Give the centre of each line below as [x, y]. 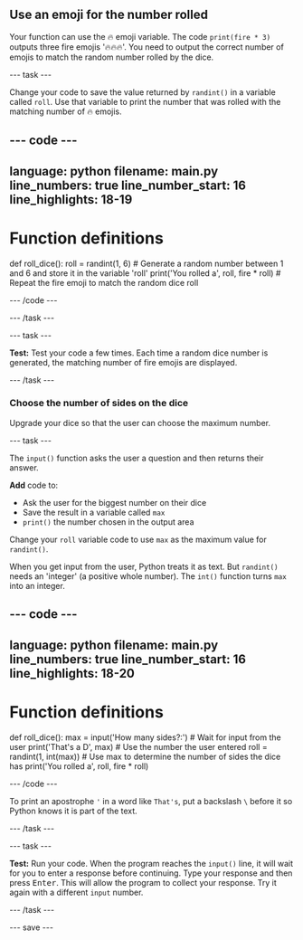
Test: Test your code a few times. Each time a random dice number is [139, 353]
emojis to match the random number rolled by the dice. [112, 57]
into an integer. [37, 585]
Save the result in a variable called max [94, 512]
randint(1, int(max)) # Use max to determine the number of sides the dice [145, 756]
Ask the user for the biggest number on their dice [114, 502]
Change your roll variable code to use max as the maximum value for [138, 539]
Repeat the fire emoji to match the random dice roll [104, 282]
